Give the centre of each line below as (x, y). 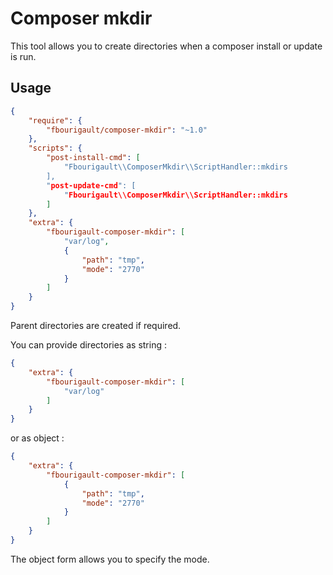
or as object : (37, 438)
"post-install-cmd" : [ (93, 158)
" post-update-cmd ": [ (91, 185)
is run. (23, 56)
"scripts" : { (55, 148)
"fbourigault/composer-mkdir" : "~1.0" (127, 130)
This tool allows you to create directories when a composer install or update (166, 46)
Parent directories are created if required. (96, 325)
